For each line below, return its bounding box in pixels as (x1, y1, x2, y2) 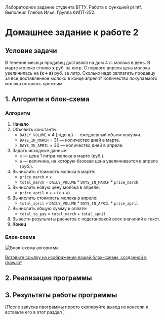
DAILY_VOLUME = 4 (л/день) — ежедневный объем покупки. (19, 131, 142, 138)
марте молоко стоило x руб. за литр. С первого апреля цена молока (5, 65, 150, 71)
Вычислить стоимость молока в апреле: (12, 195, 98, 201)
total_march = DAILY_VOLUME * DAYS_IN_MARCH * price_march (19, 179, 138, 185)
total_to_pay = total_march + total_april (19, 211, 106, 216)
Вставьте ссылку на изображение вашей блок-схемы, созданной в (5, 254, 147, 260)
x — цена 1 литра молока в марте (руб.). (19, 153, 105, 159)
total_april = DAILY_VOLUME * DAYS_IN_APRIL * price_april (19, 200, 138, 206)
